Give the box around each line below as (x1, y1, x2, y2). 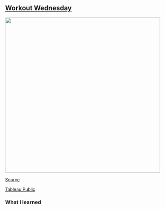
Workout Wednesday (5, 4, 72, 12)
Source (5, 176, 20, 183)
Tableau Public (5, 186, 36, 192)
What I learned (5, 199, 41, 206)
